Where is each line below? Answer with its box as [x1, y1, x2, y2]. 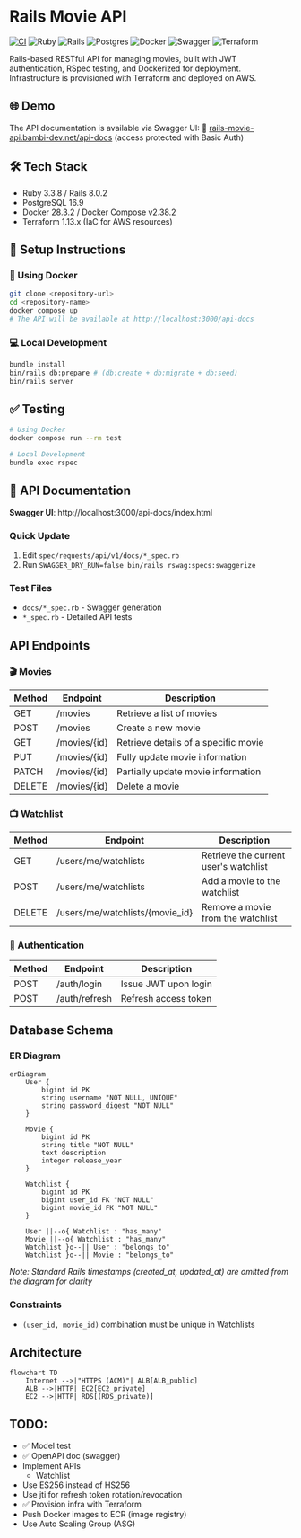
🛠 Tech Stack [9, 159, 88, 174]
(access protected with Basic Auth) [114, 132, 245, 143]
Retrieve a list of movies [116, 707, 218, 720]
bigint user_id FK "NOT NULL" [41, 1196, 154, 1205]
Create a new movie [116, 721, 202, 734]
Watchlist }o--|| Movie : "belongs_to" [25, 1251, 175, 1260]
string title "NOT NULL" [41, 1141, 134, 1150]
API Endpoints [9, 638, 90, 653]
